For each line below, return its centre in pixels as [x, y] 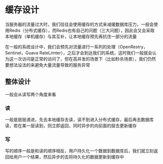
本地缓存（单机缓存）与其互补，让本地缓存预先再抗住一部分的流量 [71, 36]
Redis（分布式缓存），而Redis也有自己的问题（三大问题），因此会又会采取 [82, 30]
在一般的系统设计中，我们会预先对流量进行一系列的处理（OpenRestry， [76, 47]
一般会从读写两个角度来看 [31, 94]
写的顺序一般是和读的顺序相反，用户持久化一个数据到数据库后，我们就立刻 [79, 151]
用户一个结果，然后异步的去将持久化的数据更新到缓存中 [69, 157]
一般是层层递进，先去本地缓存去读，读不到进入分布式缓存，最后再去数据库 [79, 120]
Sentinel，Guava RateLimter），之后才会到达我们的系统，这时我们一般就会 [79, 53]
